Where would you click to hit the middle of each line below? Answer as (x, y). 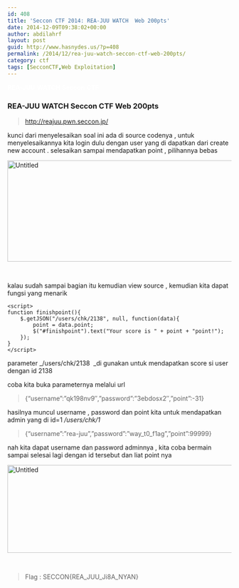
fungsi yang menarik (37, 293)
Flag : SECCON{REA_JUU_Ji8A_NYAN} (81, 577)
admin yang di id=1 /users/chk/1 (54, 420)
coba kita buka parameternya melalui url (67, 384)
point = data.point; (63, 325)
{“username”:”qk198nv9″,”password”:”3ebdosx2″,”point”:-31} (114, 398)
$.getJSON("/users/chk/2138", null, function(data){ (100, 318)
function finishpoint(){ (44, 312)
